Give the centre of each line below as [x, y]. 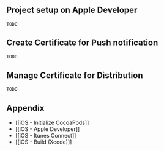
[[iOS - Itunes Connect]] [46, 136]
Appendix [25, 108]
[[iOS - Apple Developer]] [47, 129]
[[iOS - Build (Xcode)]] [43, 142]
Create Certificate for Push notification [82, 43]
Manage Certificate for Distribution [75, 75]
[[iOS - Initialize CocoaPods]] [52, 123]
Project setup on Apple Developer [72, 10]
